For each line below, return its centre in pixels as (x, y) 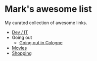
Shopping (22, 53)
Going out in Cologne (41, 42)
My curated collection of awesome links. (46, 23)
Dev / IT (20, 32)
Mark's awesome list (48, 9)
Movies (19, 48)
